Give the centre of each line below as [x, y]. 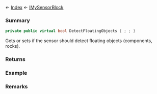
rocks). [13, 46]
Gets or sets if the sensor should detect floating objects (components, [79, 41]
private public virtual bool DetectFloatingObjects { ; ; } [71, 31]
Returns [15, 59]
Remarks [17, 86]
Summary [18, 20]
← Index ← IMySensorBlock [34, 7]
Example [16, 73]
